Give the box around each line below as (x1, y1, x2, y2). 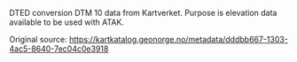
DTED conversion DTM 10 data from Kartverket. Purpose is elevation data (9, 8, 277, 18)
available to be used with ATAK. (9, 17, 124, 27)
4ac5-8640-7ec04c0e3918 (9, 43, 109, 54)
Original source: (9, 35, 68, 44)
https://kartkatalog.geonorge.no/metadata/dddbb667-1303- (69, 35, 288, 44)
